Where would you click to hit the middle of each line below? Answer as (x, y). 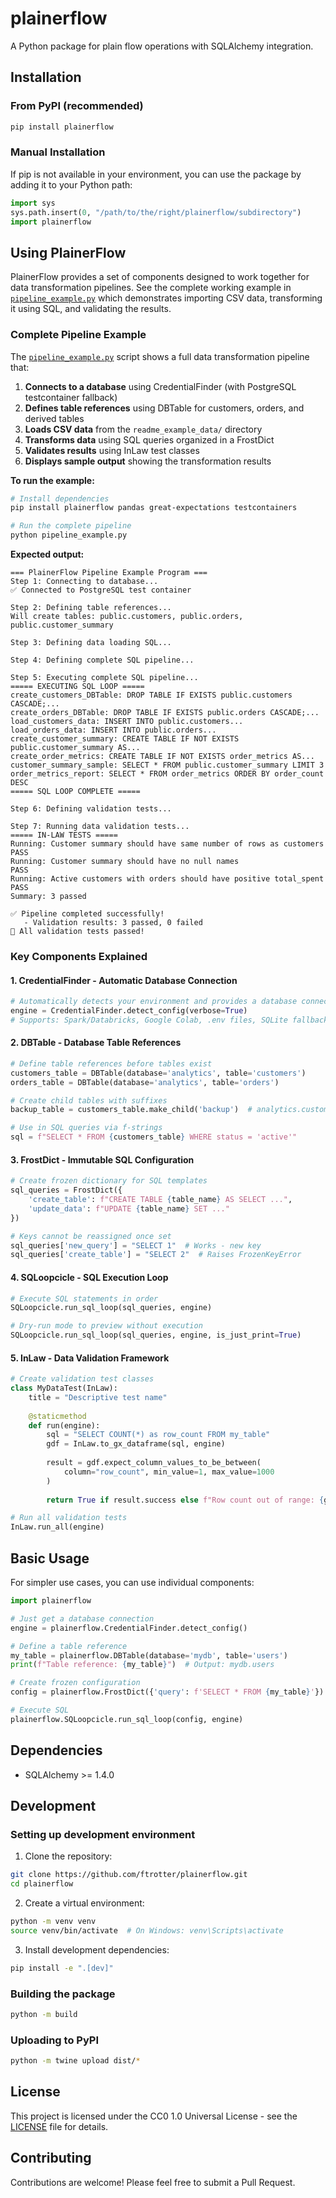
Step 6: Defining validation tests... (91, 809)
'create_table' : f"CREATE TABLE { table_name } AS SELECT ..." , (160, 1200)
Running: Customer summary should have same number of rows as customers (167, 844)
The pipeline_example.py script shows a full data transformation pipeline (160, 356)
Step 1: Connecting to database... (84, 582)
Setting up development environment (103, 1834)
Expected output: (47, 554)
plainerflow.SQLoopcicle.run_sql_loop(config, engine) (127, 1719)
